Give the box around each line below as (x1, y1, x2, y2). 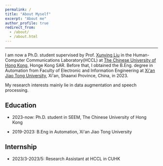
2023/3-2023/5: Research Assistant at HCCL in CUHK (12, 156, 120, 162)
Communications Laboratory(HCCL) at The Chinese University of (26, 57, 156, 63)
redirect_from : (5, 25, 36, 30)
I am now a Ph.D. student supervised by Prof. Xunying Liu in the (5, 52, 132, 58)
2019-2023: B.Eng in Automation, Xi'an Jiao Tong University (12, 129, 132, 134)
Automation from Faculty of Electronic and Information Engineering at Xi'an (5, 67, 155, 73)
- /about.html (9, 34, 38, 39)
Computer (5, 57, 25, 63)
